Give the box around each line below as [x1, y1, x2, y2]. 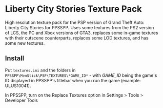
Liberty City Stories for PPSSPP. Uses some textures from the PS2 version [5, 24, 154, 30]
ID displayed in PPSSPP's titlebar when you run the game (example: [5, 77, 141, 83]
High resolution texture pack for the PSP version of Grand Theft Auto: [5, 19, 145, 25]
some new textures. [5, 40, 45, 46]
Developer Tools [5, 97, 38, 103]
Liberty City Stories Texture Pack [5, 3, 143, 15]
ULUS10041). [5, 83, 31, 89]
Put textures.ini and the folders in [5, 67, 76, 73]
